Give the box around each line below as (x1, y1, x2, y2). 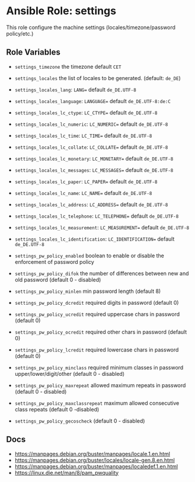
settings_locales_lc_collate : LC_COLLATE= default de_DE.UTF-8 (14, 143, 168, 151)
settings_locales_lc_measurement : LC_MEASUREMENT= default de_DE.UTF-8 (14, 224, 190, 231)
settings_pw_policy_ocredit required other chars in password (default (14, 328, 187, 336)
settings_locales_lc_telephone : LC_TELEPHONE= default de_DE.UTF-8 (14, 212, 179, 219)
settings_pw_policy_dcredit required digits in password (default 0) (14, 299, 179, 306)
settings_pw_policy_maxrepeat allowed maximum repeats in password (14, 381, 186, 389)
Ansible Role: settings (6, 4, 117, 18)
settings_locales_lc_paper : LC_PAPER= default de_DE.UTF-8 (14, 178, 158, 185)
